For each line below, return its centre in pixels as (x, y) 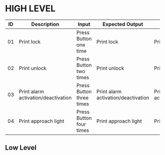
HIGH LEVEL (30, 9)
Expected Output (123, 24)
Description (45, 24)
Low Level (21, 148)
